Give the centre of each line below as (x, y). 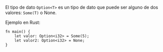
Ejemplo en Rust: (23, 22)
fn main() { (18, 32)
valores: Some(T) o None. (31, 13)
